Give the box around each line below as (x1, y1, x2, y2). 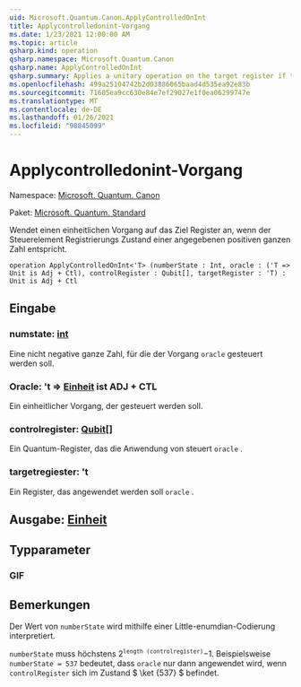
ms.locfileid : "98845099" (9, 122, 106, 131)
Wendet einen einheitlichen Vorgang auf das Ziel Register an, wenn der (9, 224, 271, 235)
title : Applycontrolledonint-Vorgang (9, 22, 150, 30)
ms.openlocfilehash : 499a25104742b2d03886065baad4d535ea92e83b (9, 80, 251, 89)
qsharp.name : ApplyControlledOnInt (9, 64, 142, 73)
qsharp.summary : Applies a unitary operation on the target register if (9, 72, 287, 81)
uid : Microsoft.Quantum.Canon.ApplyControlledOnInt (9, 13, 206, 22)
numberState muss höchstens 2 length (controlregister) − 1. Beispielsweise (9, 648, 271, 659)
